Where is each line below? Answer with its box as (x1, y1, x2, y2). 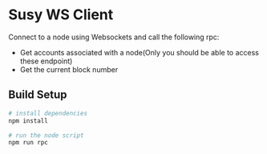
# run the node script (8, 131, 84, 140)
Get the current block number (19, 64, 119, 74)
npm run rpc (8, 139, 48, 147)
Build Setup (8, 88, 67, 102)
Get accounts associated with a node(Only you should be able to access (19, 47, 259, 57)
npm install (8, 116, 48, 125)
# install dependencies (8, 109, 88, 117)
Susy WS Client (8, 6, 114, 24)
